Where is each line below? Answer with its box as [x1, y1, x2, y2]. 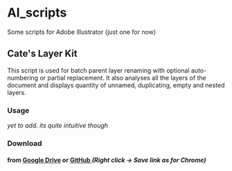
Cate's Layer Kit [7, 48, 78, 60]
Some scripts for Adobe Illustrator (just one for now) [7, 28, 157, 36]
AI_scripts [7, 5, 67, 21]
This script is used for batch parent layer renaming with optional [7, 66, 190, 74]
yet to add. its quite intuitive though [7, 121, 109, 129]
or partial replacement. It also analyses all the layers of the [39, 73, 206, 82]
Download [7, 138, 43, 148]
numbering [7, 73, 39, 82]
